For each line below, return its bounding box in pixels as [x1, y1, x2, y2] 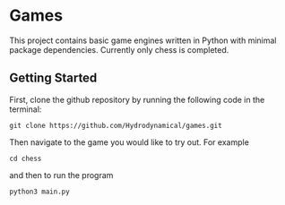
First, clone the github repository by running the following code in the [9, 94, 265, 105]
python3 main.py [9, 187, 70, 196]
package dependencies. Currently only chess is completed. [9, 44, 229, 55]
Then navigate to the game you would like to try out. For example [9, 136, 249, 148]
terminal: [9, 104, 42, 115]
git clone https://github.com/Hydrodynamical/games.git [9, 121, 222, 130]
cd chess [9, 154, 42, 163]
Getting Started [9, 71, 98, 86]
